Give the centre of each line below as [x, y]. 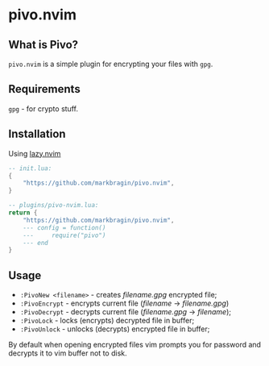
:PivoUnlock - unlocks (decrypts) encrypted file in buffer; [115, 329]
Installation [37, 134]
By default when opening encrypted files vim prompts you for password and [135, 345]
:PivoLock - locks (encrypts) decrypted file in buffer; [107, 321]
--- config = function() [64, 227]
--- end [35, 243]
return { [23, 213]
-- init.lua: [30, 168]
